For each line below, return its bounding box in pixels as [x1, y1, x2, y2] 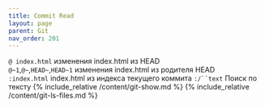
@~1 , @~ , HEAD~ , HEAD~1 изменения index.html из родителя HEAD [8, 65, 216, 75]
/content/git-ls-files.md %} [8, 90, 99, 101]
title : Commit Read [8, 11, 75, 20]
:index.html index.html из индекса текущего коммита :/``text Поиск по [8, 73, 258, 83]
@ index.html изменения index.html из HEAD [8, 56, 160, 66]
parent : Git [8, 27, 49, 35]
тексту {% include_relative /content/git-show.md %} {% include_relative [8, 82, 250, 92]
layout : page [8, 19, 53, 27]
